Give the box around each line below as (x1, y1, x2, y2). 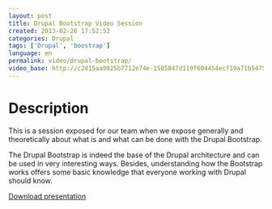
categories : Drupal (8, 34, 74, 43)
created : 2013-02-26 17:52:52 (8, 27, 111, 35)
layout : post (8, 11, 53, 20)
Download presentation (8, 191, 87, 201)
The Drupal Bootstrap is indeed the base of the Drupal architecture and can (8, 150, 260, 160)
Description (8, 98, 89, 117)
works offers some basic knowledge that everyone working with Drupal (8, 167, 247, 177)
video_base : (8, 65, 49, 73)
